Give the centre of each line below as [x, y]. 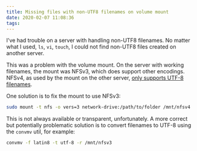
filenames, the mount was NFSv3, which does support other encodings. [96, 72]
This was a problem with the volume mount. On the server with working [95, 65]
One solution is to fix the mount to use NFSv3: [63, 96]
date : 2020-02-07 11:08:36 [40, 18]
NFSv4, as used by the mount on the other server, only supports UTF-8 [95, 78]
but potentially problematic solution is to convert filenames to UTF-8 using [99, 126]
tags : [13, 23]
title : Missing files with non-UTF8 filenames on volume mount [88, 12]
